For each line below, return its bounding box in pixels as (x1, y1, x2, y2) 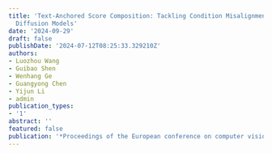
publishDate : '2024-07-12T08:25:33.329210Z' (8, 42, 161, 50)
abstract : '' (8, 117, 53, 125)
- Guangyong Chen (8, 79, 67, 87)
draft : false (8, 34, 53, 43)
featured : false (8, 125, 63, 133)
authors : (8, 49, 38, 57)
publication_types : (8, 102, 74, 110)
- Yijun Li (8, 87, 45, 96)
